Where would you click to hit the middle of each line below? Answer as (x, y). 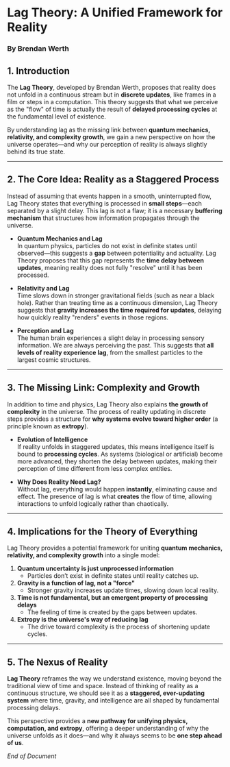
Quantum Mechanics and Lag (60, 239)
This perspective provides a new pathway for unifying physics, (98, 721)
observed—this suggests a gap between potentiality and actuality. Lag (117, 253)
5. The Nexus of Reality (57, 662)
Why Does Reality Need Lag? (59, 482)
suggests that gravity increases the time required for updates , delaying (119, 310)
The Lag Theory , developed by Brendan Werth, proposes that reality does (112, 87)
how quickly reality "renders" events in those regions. (93, 317)
